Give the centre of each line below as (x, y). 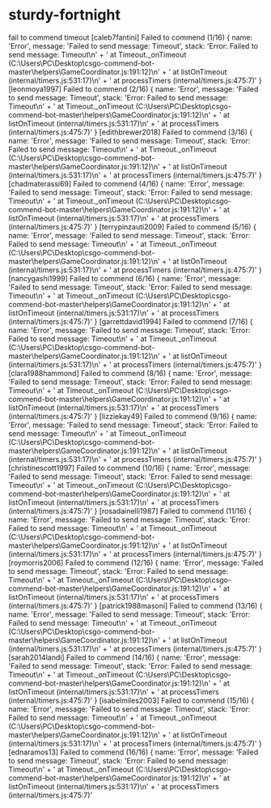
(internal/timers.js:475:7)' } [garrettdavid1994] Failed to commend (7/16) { (131, 321)
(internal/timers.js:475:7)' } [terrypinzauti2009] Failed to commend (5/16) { (132, 227)
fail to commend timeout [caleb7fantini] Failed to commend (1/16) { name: (131, 37)
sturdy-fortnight (65, 15)
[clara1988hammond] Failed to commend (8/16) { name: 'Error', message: (130, 373)
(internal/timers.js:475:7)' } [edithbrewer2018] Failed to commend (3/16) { (131, 132)
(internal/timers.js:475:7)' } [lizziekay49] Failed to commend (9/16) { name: (133, 416)
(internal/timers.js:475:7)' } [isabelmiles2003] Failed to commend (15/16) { (131, 700)
